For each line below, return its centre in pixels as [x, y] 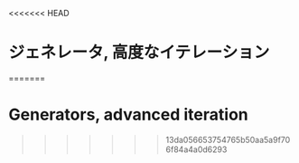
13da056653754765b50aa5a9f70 [228, 139]
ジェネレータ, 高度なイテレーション [139, 53]
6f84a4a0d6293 [196, 149]
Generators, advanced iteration [129, 115]
